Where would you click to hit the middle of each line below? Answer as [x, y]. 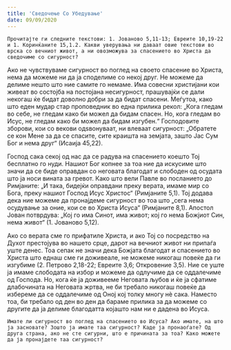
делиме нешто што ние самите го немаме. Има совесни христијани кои [113, 84]
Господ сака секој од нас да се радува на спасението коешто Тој [103, 156]
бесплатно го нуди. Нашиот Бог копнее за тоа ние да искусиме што [107, 163]
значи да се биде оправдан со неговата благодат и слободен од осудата [115, 171]
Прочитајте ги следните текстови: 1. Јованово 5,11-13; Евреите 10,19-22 [115, 39]
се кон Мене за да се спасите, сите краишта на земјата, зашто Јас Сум [113, 136]
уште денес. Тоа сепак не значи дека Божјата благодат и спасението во [114, 250]
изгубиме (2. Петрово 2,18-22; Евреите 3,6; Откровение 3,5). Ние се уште [116, 265]
